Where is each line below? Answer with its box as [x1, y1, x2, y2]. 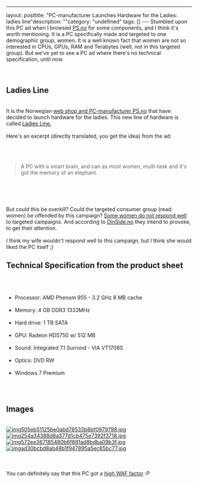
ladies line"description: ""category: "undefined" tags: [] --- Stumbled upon [6, 18, 187, 25]
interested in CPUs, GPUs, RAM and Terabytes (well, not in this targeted [6, 43, 181, 50]
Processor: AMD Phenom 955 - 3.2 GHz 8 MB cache [14, 294, 143, 301]
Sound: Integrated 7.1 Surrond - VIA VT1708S [14, 344, 124, 351]
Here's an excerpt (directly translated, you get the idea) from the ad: [6, 132, 172, 140]
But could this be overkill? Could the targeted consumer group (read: [6, 205, 173, 213]
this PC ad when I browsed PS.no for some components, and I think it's [6, 24, 179, 31]
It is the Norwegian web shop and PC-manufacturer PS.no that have [6, 107, 171, 114]
